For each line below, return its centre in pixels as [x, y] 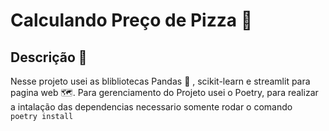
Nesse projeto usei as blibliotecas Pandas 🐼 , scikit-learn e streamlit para [160, 81]
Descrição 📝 [49, 57]
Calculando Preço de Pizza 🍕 [131, 20]
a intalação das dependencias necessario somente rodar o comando [151, 107]
